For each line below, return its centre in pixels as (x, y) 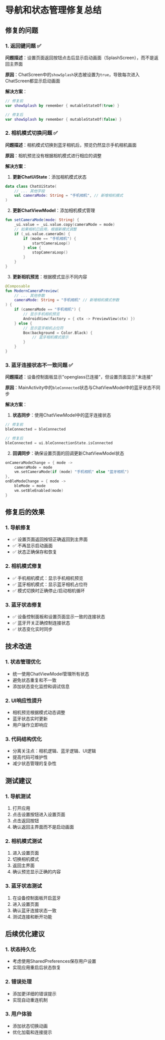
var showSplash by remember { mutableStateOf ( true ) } (62, 106)
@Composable (17, 286)
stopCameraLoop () (50, 253)
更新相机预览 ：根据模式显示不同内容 (50, 276)
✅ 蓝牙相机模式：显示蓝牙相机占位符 (50, 584)
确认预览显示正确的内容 (36, 872)
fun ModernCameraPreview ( (32, 291)
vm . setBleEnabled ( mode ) (39, 490)
